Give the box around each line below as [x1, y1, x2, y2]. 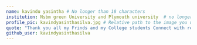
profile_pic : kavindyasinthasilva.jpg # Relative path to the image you [6, 19, 188, 25]
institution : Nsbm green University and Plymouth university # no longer [6, 14, 193, 20]
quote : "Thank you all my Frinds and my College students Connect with [6, 25, 185, 31]
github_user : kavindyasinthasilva [6, 30, 91, 36]
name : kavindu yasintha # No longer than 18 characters [6, 8, 145, 15]
